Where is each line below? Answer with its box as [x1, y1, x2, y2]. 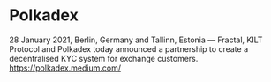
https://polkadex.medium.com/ [9, 63, 122, 73]
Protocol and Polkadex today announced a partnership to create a [9, 43, 249, 54]
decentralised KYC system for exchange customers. [9, 53, 199, 63]
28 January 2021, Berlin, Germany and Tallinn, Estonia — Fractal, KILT [9, 34, 263, 45]
